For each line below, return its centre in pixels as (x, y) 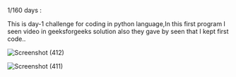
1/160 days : (25, 10)
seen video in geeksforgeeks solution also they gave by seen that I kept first (118, 31)
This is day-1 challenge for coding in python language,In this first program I (117, 24)
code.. (17, 39)
